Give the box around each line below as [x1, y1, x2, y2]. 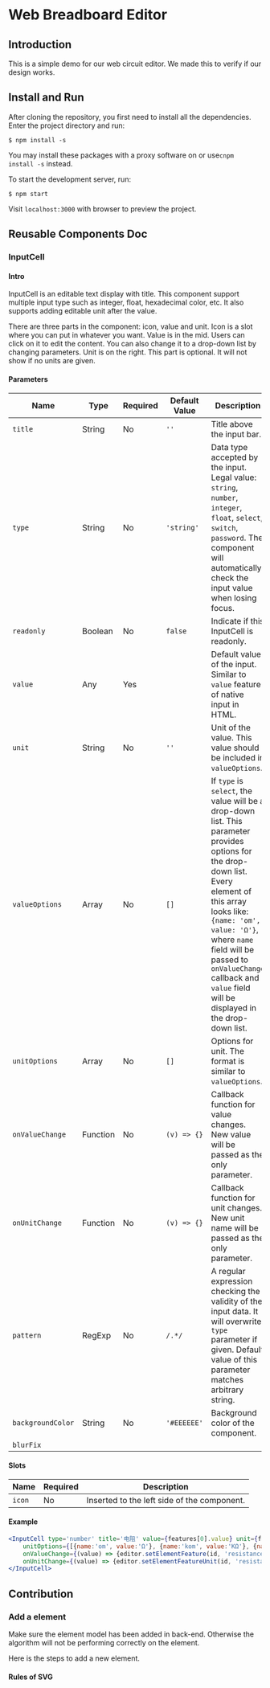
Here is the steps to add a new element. [8, 1653, 141, 1663]
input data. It [211, 1305, 259, 1317]
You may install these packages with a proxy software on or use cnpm [8, 150, 235, 160]
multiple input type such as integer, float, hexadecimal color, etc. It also [8, 297, 244, 307]
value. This [211, 731, 252, 743]
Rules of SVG [8, 1672, 54, 1682]
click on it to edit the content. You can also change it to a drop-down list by [8, 339, 257, 349]
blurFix [12, 1440, 42, 1449]
